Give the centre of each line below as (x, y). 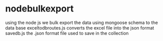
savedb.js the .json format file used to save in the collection (67, 33)
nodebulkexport (40, 9)
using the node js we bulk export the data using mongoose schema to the (82, 22)
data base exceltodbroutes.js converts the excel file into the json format (80, 27)
